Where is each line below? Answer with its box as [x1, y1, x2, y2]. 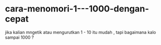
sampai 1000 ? [5, 34, 34, 40]
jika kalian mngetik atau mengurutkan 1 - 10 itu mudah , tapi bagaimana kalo [5, 29, 156, 35]
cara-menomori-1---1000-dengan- [5, 3, 149, 14]
